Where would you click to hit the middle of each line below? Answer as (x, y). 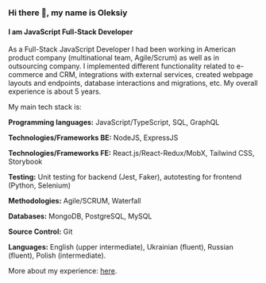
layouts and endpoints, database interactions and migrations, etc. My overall (133, 83)
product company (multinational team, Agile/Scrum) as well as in (114, 58)
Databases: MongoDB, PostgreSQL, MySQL (80, 216)
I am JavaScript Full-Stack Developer (71, 32)
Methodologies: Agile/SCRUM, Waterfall (75, 201)
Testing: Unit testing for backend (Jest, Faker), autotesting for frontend (125, 177)
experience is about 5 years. (55, 91)
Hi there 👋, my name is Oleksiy (68, 13)
